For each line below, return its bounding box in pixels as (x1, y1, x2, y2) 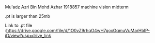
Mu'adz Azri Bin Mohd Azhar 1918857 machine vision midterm (5, 4, 129, 10)
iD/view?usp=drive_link (5, 33, 51, 38)
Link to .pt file (5, 22, 32, 28)
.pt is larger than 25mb (5, 13, 50, 19)
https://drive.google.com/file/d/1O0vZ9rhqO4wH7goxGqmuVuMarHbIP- (6, 28, 150, 33)
